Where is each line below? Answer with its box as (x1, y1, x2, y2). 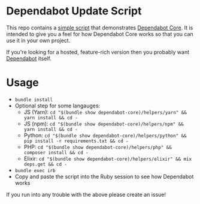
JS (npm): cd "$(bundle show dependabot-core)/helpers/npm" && (23, 120, 184, 127)
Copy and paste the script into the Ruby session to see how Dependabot (14, 173, 194, 180)
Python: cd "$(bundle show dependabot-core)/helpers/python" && (23, 131, 187, 139)
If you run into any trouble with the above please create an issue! (6, 191, 166, 198)
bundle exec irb (14, 167, 56, 173)
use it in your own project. (6, 37, 71, 44)
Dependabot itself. (6, 55, 52, 62)
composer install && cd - (23, 149, 89, 155)
